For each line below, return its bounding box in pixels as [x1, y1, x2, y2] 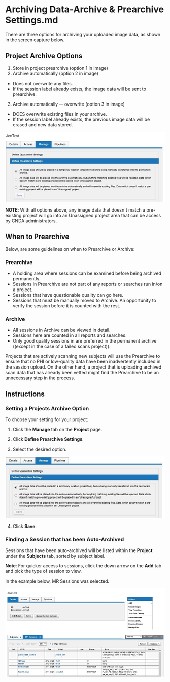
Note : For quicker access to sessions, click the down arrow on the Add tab [5, 563, 162, 569]
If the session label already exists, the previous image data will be [12, 116, 150, 122]
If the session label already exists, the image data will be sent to [12, 86, 146, 92]
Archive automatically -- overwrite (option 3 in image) [12, 101, 125, 107]
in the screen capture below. [5, 37, 65, 43]
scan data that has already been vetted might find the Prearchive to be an [5, 370, 159, 376]
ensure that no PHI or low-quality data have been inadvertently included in [5, 358, 161, 365]
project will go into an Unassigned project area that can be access [22, 212, 161, 218]
